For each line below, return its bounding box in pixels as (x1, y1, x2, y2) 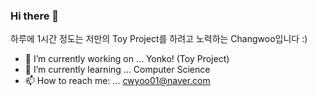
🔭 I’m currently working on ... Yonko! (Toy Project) (24, 53, 230, 65)
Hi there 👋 (10, 9, 60, 23)
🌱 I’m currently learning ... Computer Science (24, 64, 211, 76)
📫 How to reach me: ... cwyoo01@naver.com (24, 75, 211, 87)
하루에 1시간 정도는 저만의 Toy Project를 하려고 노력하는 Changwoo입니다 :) (10, 33, 308, 45)
